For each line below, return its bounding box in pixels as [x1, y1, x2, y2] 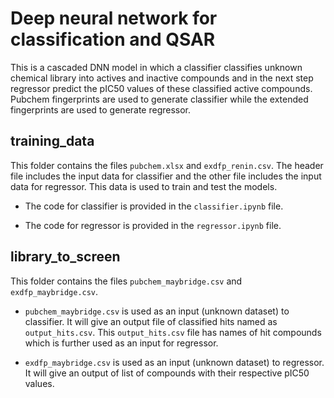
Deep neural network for [10, 7, 218, 30]
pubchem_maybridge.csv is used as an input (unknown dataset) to [24, 305, 290, 317]
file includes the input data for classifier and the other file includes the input [10, 170, 322, 182]
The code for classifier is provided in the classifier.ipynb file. [24, 200, 284, 212]
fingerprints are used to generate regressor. [10, 103, 192, 116]
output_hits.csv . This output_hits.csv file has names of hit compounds [24, 326, 322, 338]
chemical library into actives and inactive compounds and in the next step [10, 72, 314, 84]
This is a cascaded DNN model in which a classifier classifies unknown [10, 61, 303, 73]
